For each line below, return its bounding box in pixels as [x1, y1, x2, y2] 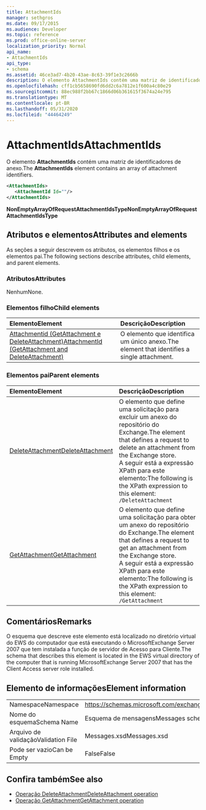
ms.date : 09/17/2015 [6, 20, 59, 26]
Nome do [9, 710, 36, 719]
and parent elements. [6, 259, 60, 267]
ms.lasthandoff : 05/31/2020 [6, 105, 78, 112]
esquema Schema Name [9, 718, 78, 727]
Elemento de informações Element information [6, 683, 186, 693]
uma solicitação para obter [118, 513, 196, 521]
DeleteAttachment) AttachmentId [9, 338, 103, 346]
